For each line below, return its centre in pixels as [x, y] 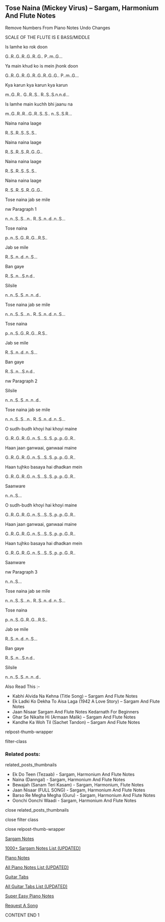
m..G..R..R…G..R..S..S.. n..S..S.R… [39, 113]
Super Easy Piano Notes [30, 896]
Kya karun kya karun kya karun [36, 85]
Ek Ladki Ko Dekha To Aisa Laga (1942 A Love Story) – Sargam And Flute [86, 701]
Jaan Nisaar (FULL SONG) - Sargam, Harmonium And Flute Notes [79, 790]
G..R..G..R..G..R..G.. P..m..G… [34, 56]
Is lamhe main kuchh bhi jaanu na [39, 104]
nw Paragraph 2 [21, 381]
